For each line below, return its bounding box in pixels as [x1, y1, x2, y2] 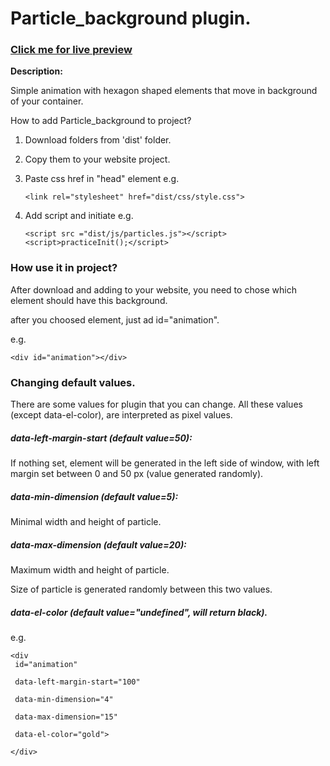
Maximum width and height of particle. [10, 563, 170, 576]
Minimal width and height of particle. [10, 516, 162, 528]
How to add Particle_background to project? [10, 115, 192, 127]
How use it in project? [10, 261, 118, 275]
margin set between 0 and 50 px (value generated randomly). [10, 468, 264, 480]
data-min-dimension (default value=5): [10, 490, 179, 502]
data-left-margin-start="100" [14, 677, 141, 687]
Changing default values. [10, 375, 136, 389]
